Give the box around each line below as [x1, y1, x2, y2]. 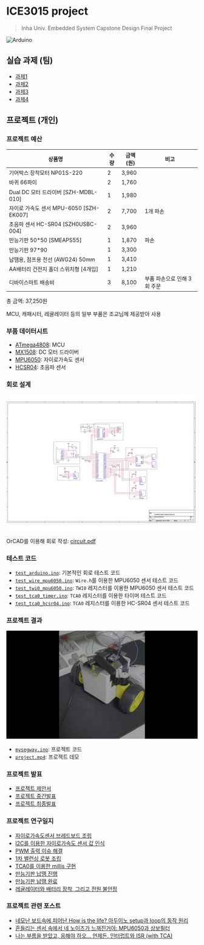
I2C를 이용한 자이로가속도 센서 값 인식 [15, 839, 105, 847]
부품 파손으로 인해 [144, 275, 187, 283]
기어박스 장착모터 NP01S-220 [8, 169, 83, 177]
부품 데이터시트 [6, 327, 49, 335]
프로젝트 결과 [6, 616, 42, 625]
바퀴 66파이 [8, 178, 38, 186]
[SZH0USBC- [63, 220, 98, 228]
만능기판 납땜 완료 [15, 877, 58, 885]
